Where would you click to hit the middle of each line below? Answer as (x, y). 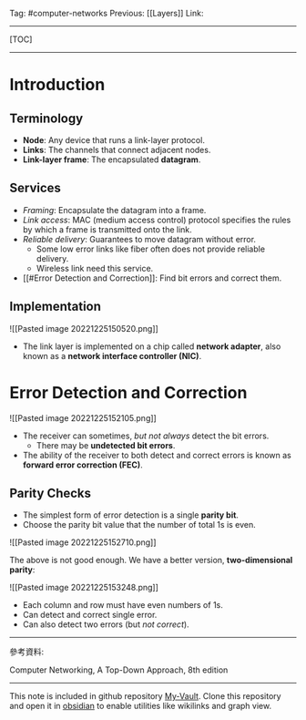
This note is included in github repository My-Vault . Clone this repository (145, 696)
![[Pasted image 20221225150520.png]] (84, 328)
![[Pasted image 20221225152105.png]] (83, 417)
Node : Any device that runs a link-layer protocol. (113, 140)
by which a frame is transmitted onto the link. (107, 229)
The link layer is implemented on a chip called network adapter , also (152, 346)
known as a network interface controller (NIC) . (112, 355)
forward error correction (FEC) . (82, 465)
